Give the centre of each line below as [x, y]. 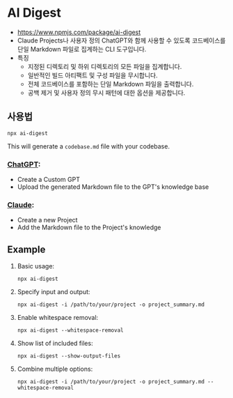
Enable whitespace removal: [58, 318]
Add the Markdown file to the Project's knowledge [89, 227]
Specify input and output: [54, 292]
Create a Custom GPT [48, 180]
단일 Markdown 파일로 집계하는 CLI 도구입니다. [82, 49]
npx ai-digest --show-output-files [69, 356]
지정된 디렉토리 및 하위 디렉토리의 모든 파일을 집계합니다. [105, 66]
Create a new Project [47, 220]
